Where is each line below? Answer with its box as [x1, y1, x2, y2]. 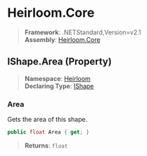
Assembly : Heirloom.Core [24, 35, 101, 43]
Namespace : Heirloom [24, 74, 91, 83]
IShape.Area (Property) [7, 56, 113, 68]
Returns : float [24, 141, 68, 150]
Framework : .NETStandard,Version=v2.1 [24, 28, 141, 36]
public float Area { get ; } [7, 129, 90, 136]
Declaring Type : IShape [24, 82, 94, 90]
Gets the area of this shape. [7, 115, 88, 124]
